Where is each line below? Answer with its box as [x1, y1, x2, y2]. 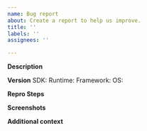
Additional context [7, 118, 64, 126]
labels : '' [7, 30, 40, 38]
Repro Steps [7, 90, 45, 98]
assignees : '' [7, 37, 50, 44]
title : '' [7, 23, 37, 30]
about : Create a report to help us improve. [7, 17, 141, 24]
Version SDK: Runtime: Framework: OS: [7, 76, 124, 85]
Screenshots [7, 103, 46, 112]
